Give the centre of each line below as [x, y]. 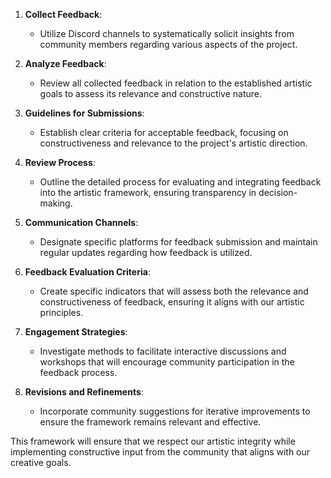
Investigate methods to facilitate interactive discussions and [163, 351]
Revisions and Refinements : [84, 392]
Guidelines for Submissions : [84, 113]
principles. [61, 312]
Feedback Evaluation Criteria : [87, 272]
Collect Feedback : [63, 14]
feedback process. [78, 372]
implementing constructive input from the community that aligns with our [160, 452]
